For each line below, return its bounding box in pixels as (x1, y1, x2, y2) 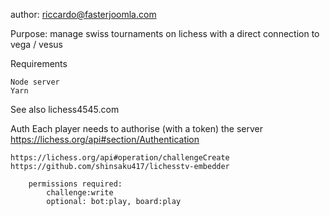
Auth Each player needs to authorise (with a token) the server (10, 123, 264, 134)
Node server (10, 77, 60, 87)
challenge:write (46, 188, 114, 198)
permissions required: (28, 179, 123, 189)
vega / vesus (10, 39, 63, 50)
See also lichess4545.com (10, 104, 120, 115)
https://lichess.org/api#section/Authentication (10, 134, 200, 145)
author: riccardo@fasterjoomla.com (10, 9, 157, 20)
